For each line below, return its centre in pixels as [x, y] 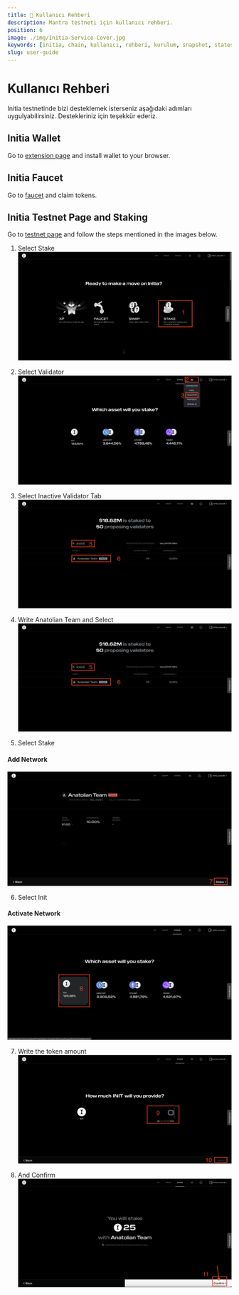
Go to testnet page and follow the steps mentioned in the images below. [113, 234]
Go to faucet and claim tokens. [52, 195]
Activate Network [34, 913]
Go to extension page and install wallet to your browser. [89, 155]
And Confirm [36, 1175]
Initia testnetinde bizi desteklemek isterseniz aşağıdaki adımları [100, 108]
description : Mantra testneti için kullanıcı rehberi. [90, 22]
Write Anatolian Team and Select [65, 619]
